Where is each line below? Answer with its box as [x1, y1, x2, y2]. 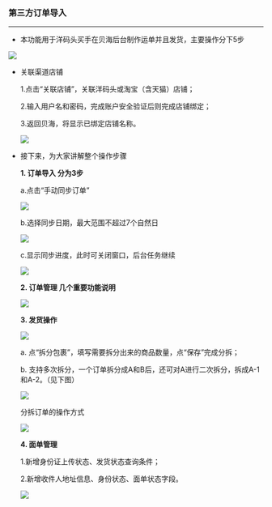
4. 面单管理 [19, 440, 58, 449]
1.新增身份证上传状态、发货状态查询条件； [19, 457, 160, 467]
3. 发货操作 [19, 315, 58, 325]
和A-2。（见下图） [19, 375, 79, 385]
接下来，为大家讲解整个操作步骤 [19, 151, 127, 161]
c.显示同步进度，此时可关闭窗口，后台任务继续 [19, 250, 176, 260]
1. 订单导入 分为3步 [19, 168, 83, 178]
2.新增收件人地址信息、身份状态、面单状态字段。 [19, 474, 184, 484]
